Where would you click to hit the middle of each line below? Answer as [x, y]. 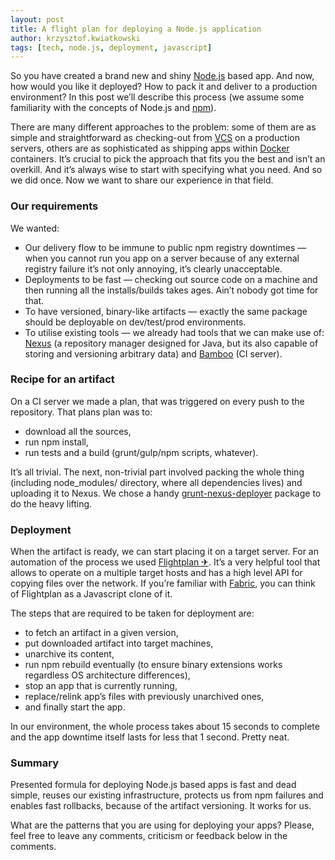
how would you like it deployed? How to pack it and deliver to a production [164, 87]
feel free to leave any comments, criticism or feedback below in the [149, 836]
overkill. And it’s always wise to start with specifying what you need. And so [166, 170]
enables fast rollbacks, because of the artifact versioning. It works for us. [161, 806]
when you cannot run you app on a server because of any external [162, 258]
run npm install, [56, 442]
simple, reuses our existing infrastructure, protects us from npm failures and [167, 795]
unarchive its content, [69, 654]
